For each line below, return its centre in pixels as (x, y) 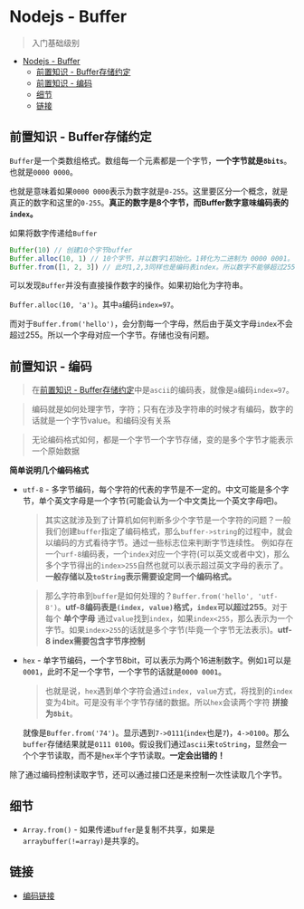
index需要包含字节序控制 (99, 641)
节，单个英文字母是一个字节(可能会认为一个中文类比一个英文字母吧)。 (152, 501)
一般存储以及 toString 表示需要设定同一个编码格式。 (141, 577)
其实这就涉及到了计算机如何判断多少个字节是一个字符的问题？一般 (168, 520)
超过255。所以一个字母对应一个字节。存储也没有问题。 (112, 335)
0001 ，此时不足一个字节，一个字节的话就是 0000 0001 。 (124, 672)
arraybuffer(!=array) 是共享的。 (83, 841)
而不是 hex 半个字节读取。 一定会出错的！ (152, 756)
